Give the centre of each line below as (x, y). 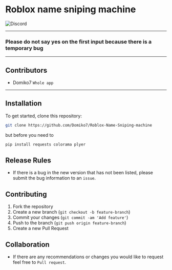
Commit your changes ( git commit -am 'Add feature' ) (70, 217)
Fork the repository (33, 206)
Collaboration (27, 244)
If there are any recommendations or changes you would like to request (88, 257)
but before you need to (29, 135)
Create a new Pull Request (41, 229)
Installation (24, 103)
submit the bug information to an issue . (54, 178)
